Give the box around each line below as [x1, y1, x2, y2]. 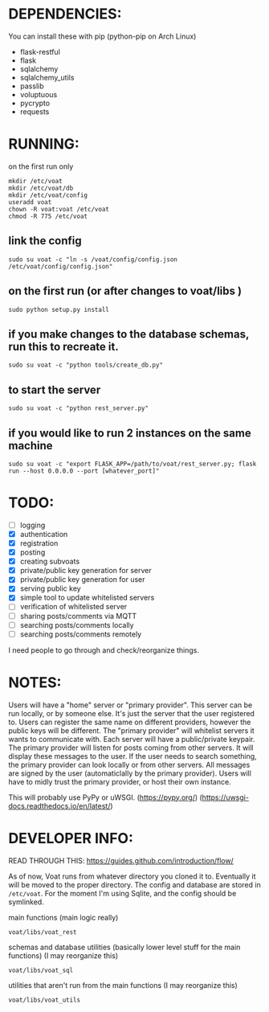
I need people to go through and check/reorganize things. [8, 645, 199, 655]
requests [19, 106, 50, 117]
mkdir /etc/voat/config [8, 191, 88, 199]
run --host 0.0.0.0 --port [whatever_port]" [8, 467, 160, 475]
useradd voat [8, 198, 52, 206]
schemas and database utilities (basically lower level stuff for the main [8, 942, 241, 952]
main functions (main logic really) [8, 912, 119, 922]
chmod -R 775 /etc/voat [8, 212, 88, 220]
